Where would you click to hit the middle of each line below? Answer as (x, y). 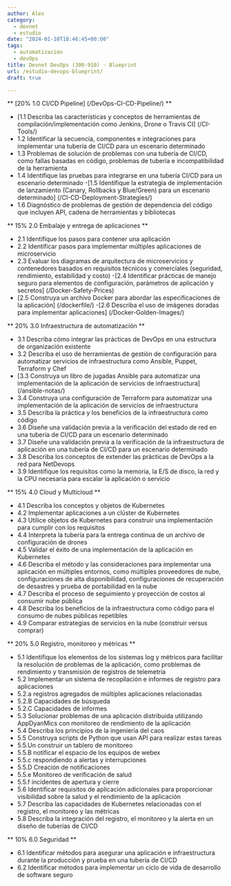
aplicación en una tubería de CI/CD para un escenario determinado (112, 449)
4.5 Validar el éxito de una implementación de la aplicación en (105, 549)
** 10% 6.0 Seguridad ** (42, 840)
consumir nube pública (50, 601)
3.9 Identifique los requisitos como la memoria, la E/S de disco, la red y (118, 471)
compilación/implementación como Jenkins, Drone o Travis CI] (106, 124)
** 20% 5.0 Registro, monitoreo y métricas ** (71, 644)
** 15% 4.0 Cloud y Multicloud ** (54, 492)
